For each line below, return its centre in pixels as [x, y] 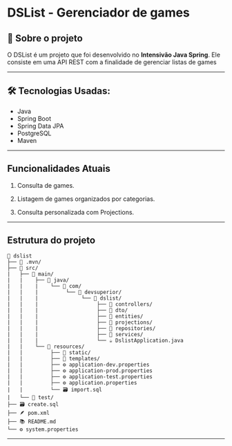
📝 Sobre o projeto [45, 38]
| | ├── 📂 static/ [49, 353]
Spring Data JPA [40, 126]
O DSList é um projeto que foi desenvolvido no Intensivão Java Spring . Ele [114, 55]
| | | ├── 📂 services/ [75, 335]
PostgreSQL [34, 133]
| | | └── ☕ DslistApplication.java [96, 341]
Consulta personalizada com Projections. [76, 212]
